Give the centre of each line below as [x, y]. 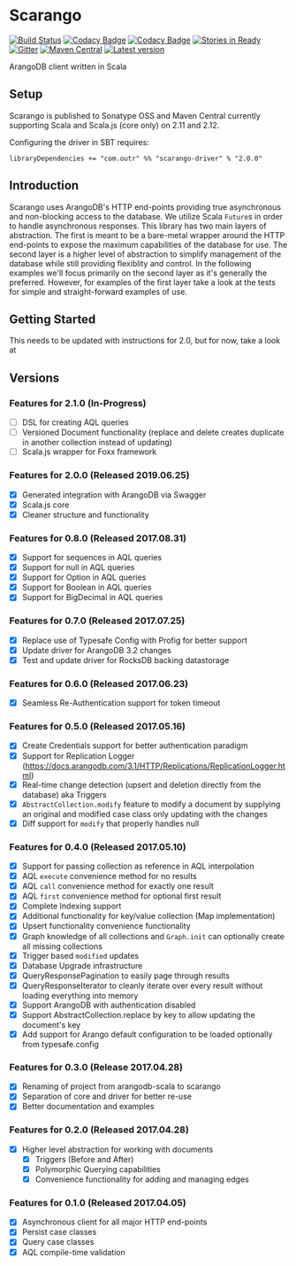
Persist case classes [59, 1232]
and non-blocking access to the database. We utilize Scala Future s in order [146, 216]
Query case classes [58, 1242]
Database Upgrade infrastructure [82, 965]
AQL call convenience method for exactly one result [118, 886]
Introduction [44, 185]
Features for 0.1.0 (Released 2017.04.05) [98, 1202]
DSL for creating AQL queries [76, 422]
